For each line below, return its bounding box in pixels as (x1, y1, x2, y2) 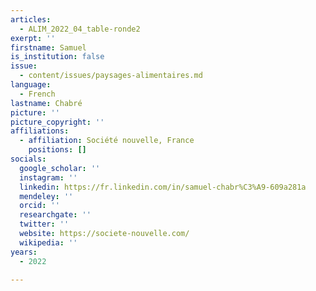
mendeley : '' (19, 191, 74, 201)
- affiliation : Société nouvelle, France (19, 136, 195, 146)
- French (19, 89, 56, 99)
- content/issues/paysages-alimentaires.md (19, 71, 203, 81)
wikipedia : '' (19, 237, 78, 248)
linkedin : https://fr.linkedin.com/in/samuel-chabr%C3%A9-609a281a (19, 182, 307, 192)
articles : (10, 14, 52, 25)
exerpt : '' (10, 33, 56, 43)
